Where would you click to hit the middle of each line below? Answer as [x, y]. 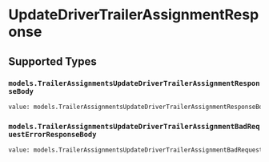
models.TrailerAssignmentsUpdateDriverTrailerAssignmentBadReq [134, 126]
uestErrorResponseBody [52, 134]
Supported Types [53, 61]
